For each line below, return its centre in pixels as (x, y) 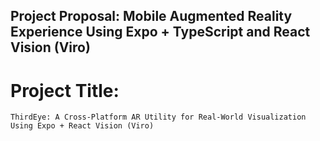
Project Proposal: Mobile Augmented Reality (151, 16)
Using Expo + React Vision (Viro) (82, 126)
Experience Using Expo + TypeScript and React (160, 32)
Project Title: (65, 90)
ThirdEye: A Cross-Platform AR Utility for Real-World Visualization (158, 117)
